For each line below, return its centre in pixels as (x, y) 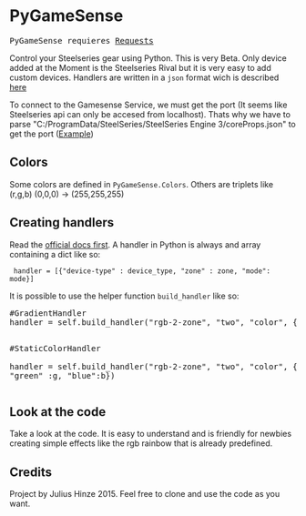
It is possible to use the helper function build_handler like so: (124, 296)
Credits (31, 472)
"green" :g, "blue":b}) (62, 375)
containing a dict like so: (55, 254)
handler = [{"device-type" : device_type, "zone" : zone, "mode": (142, 271)
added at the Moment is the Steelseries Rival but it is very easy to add (140, 67)
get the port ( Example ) (51, 134)
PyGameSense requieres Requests (82, 40)
